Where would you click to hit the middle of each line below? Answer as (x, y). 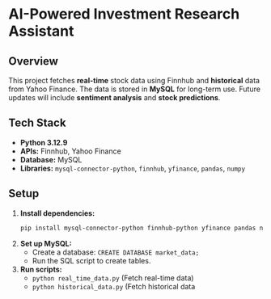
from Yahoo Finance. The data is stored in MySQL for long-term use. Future (135, 89)
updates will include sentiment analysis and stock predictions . (114, 97)
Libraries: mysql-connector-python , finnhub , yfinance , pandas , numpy (132, 168)
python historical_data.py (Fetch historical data (114, 286)
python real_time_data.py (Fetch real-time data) (113, 278)
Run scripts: (41, 269)
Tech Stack (37, 123)
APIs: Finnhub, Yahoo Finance (70, 151)
